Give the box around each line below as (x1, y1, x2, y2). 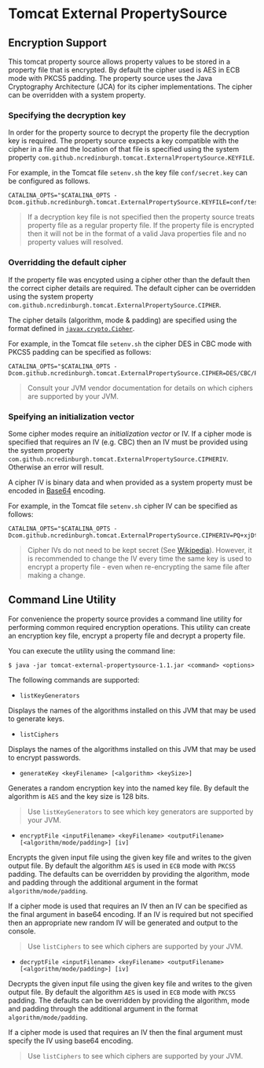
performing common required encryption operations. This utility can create (8, 622, 251, 632)
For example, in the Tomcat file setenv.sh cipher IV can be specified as (8, 501, 238, 510)
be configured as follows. (8, 176, 90, 186)
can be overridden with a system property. (8, 90, 146, 99)
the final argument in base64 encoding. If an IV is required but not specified (8, 909, 254, 919)
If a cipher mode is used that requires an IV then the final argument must (8, 1027, 244, 1037)
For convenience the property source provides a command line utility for (8, 614, 243, 624)
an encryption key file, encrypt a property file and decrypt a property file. (8, 631, 246, 640)
